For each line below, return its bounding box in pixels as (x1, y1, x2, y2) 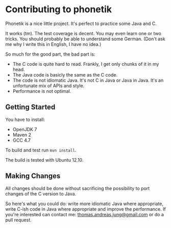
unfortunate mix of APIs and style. (12, 83, 85, 89)
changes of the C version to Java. (5, 190, 77, 197)
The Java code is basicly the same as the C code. (12, 71, 117, 78)
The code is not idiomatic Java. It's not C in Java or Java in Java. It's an (12, 77, 164, 83)
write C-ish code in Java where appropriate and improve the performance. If (5, 206, 166, 212)
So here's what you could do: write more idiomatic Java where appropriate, (5, 200, 164, 207)
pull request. (5, 217, 32, 223)
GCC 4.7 (12, 137, 31, 143)
